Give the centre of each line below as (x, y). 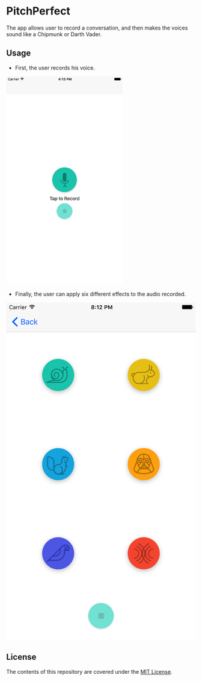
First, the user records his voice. (55, 68)
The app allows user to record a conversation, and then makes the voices (97, 28)
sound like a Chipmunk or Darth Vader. (54, 34)
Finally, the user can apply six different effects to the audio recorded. (100, 294)
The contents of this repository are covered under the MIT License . (89, 671)
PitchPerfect (38, 11)
